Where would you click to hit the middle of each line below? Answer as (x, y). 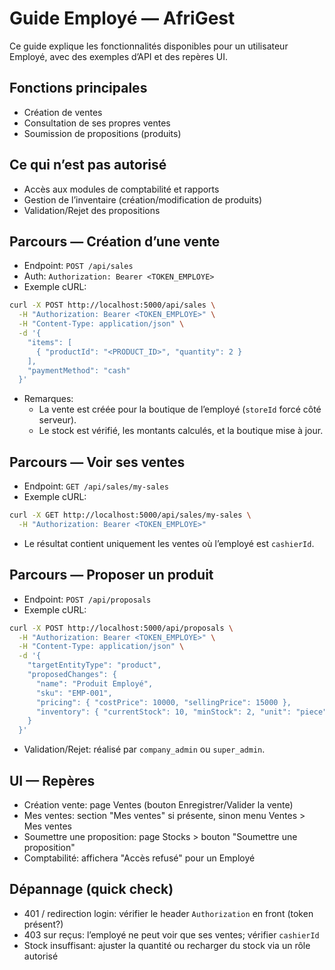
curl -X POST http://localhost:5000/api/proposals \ (121, 628)
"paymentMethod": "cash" (79, 370)
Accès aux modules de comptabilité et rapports (121, 189)
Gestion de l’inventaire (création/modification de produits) (143, 199)
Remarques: (48, 399)
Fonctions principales (78, 88)
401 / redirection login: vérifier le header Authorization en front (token (168, 913)
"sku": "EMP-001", (74, 693)
